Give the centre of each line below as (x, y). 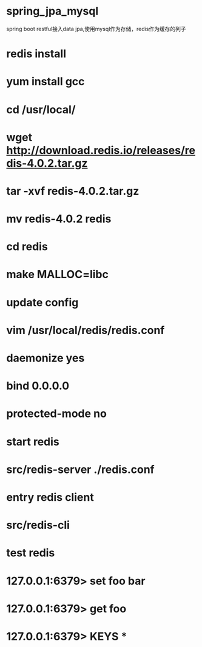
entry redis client (50, 497)
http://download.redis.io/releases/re (101, 150)
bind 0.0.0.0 (38, 386)
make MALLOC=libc (58, 275)
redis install (36, 54)
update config (42, 302)
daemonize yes (45, 358)
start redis (33, 442)
